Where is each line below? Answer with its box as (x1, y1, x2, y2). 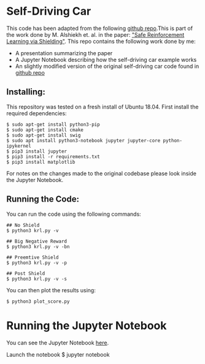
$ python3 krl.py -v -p (6, 259, 68, 266)
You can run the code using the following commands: (6, 210, 141, 218)
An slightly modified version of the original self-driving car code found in (15, 63, 199, 70)
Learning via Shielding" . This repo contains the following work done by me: (6, 37, 196, 45)
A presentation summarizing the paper (15, 49, 113, 56)
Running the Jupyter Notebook (6, 319, 167, 332)
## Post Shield (6, 270, 45, 276)
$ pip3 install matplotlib (6, 159, 75, 165)
